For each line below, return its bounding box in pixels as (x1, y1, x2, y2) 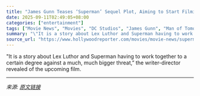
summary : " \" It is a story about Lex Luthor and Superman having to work (6, 31, 193, 37)
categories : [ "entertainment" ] (6, 20, 84, 26)
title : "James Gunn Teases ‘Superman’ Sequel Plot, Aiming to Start (6, 8, 180, 15)
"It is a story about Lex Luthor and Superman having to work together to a (6, 53, 187, 60)
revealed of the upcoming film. (6, 66, 82, 72)
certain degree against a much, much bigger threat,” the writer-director (6, 59, 181, 66)
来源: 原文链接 (6, 83, 40, 90)
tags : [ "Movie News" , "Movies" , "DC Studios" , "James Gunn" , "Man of (6, 25, 183, 32)
